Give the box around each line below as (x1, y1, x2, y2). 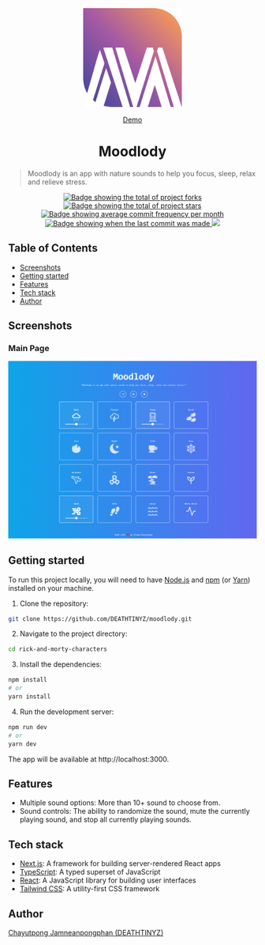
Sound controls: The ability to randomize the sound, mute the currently (19, 807, 250, 816)
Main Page (8, 343, 50, 354)
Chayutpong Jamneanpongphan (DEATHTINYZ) (8, 928, 164, 937)
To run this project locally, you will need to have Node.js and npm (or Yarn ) (8, 575, 251, 584)
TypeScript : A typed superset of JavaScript (19, 868, 161, 877)
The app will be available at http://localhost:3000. (8, 754, 170, 764)
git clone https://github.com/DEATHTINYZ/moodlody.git (8, 614, 192, 623)
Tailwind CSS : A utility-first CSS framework (19, 884, 160, 894)
